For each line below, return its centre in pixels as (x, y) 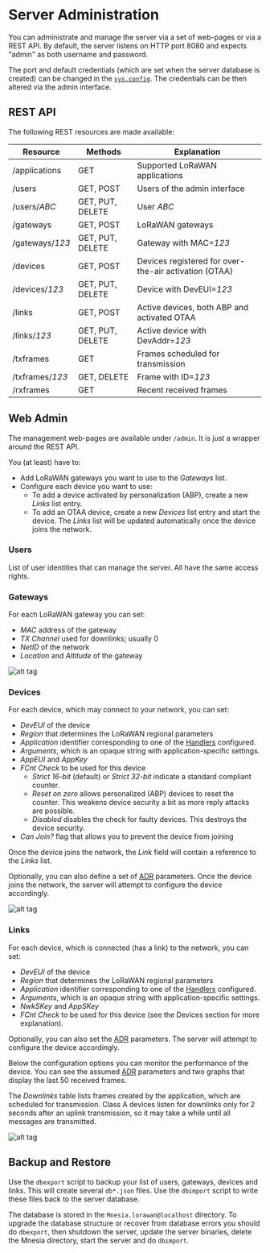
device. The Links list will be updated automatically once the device (144, 521)
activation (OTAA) (199, 271)
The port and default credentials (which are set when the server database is (134, 69)
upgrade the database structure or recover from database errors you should (134, 1223)
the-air (151, 271)
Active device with (172, 330)
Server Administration (84, 15)
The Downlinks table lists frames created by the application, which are (125, 1095)
